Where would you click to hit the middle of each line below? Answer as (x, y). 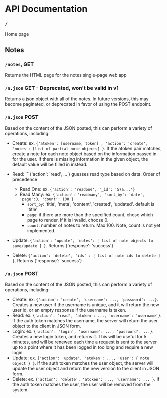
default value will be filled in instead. (50, 164)
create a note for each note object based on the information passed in (84, 154)
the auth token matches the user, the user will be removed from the (81, 385)
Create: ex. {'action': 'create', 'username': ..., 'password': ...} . (85, 300)
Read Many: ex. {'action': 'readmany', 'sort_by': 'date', (82, 194)
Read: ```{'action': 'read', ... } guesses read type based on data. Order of (86, 174)
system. (20, 390)
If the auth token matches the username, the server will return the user (85, 321)
